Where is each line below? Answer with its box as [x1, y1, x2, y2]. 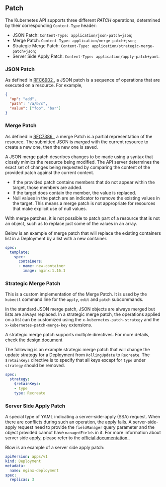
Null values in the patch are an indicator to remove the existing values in [12, 195, 160, 201]
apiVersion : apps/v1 [5, 454, 48, 459]
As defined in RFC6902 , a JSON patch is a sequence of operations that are [5, 77, 160, 83]
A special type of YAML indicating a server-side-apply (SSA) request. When [5, 414, 161, 419]
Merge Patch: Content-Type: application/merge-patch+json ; [12, 37, 136, 43]
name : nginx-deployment [9, 468, 59, 473]
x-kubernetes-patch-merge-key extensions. [5, 322, 92, 328]
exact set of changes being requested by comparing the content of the [5, 164, 151, 170]
